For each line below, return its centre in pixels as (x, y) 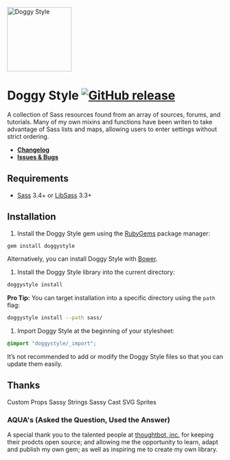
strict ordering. (28, 136)
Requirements (38, 179)
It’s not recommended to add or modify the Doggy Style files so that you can (115, 357)
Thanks (24, 386)
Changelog (33, 150)
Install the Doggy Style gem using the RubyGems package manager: (114, 233)
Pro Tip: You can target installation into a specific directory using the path (111, 298)
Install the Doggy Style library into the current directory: (96, 272)
